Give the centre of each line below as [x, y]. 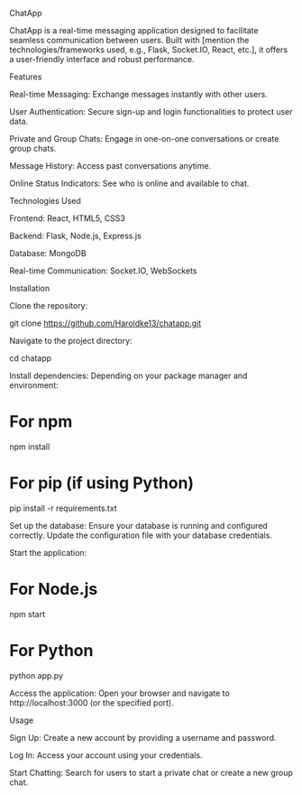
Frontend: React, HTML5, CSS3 [68, 218]
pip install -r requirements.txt [63, 508]
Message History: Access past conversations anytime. [110, 166]
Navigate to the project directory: [71, 341]
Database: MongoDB [48, 253]
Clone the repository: [49, 305]
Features [26, 77]
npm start [27, 614]
